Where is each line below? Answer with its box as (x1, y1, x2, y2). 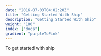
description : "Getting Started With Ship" (5, 17, 96, 22)
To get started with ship (5, 45, 55, 51)
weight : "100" (5, 21, 36, 27)
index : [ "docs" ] (5, 26, 40, 32)
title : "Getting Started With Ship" (5, 12, 83, 17)
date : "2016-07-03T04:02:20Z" (5, 7, 70, 13)
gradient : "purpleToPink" (5, 31, 60, 36)
